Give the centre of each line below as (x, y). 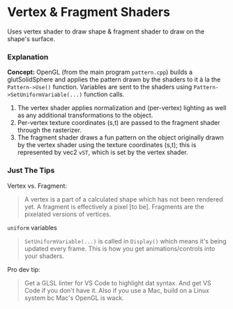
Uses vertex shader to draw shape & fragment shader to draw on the (106, 31)
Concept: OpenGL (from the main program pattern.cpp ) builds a (100, 72)
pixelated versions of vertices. (68, 214)
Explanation (28, 56)
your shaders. (44, 256)
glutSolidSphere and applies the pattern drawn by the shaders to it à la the (114, 80)
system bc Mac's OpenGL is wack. (74, 298)
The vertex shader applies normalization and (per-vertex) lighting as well (122, 108)
